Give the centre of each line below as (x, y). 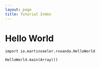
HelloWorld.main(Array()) (31, 60)
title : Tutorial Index (28, 14)
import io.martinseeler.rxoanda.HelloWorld (50, 51)
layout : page (18, 10)
